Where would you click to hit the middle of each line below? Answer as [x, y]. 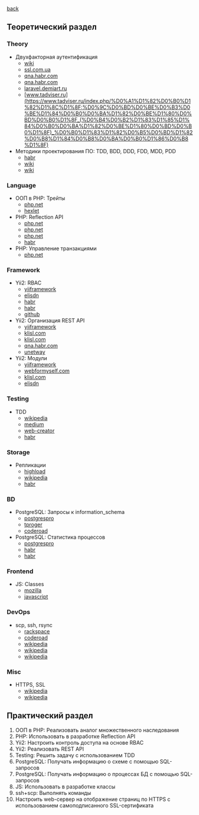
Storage [18, 452]
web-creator [39, 431]
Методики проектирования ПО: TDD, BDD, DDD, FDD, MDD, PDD [96, 151]
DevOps [19, 612]
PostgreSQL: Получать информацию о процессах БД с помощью [97, 774]
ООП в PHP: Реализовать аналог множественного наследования [97, 730]
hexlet [32, 211]
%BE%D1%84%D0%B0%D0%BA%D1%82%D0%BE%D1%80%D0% [108, 113]
